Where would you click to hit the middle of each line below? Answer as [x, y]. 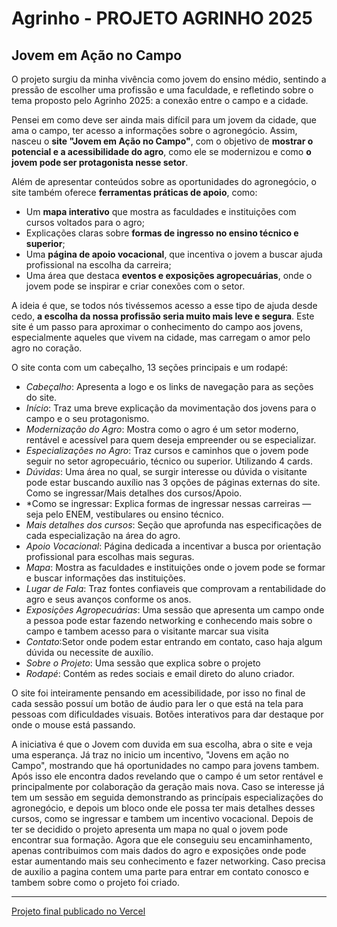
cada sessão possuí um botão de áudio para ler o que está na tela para [157, 703]
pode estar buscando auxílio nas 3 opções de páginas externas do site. [173, 482]
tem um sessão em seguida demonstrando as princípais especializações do [167, 797]
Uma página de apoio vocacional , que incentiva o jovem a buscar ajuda [174, 254]
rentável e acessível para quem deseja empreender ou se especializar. [171, 440]
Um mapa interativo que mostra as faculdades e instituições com [161, 211]
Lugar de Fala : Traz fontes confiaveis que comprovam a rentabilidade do [175, 588]
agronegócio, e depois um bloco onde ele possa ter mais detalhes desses [163, 808]
